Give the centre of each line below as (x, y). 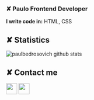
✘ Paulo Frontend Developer (47, 9)
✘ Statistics (28, 40)
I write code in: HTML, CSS (39, 22)
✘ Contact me (32, 72)
